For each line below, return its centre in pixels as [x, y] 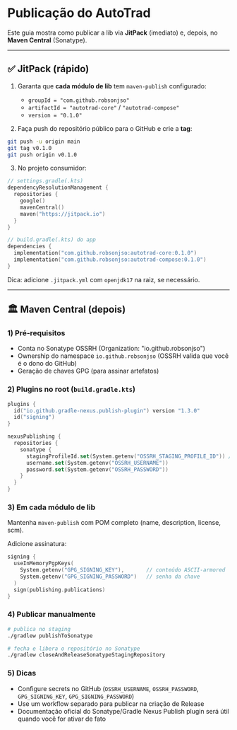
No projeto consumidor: [52, 168]
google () [33, 201]
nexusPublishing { [34, 436]
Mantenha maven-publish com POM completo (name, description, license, [114, 523]
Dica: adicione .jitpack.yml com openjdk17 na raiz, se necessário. [104, 279]
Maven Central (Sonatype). [47, 40]
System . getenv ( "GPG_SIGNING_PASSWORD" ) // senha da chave [110, 577]
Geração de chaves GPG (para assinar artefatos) [88, 371]
